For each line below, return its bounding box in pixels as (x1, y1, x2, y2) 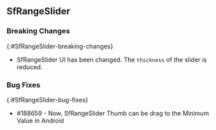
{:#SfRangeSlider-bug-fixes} (6, 95, 88, 104)
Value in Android (16, 116, 64, 124)
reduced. (16, 62, 43, 71)
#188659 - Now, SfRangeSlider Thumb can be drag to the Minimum (16, 109, 210, 117)
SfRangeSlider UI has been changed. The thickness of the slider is (16, 55, 208, 64)
